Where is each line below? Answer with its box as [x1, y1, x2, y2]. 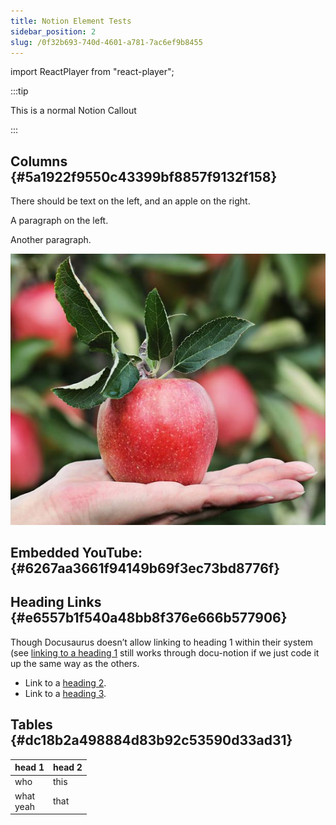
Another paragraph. [10, 234, 92, 246]
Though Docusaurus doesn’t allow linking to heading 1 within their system [10, 636, 313, 648]
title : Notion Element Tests [10, 16, 132, 26]
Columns [10, 153, 68, 170]
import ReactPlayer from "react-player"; [10, 66, 175, 78]
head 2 [52, 761, 83, 774]
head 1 [14, 761, 45, 774]
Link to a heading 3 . [24, 687, 107, 699]
